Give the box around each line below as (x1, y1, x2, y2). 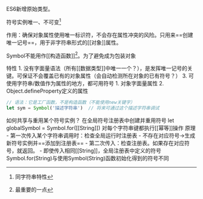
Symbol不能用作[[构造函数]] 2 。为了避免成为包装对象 (6, 51, 137, 59)
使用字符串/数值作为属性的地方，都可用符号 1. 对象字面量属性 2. (6, 80, 164, 87)
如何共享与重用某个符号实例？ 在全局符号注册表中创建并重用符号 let (6, 117, 175, 124)
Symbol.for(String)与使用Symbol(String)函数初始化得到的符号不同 (6, 155, 169, 162)
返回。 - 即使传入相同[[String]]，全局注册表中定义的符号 (22, 147, 161, 154)
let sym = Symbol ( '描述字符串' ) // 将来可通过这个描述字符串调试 (6, 105, 159, 111)
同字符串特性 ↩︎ (14, 173, 53, 180)
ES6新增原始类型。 (6, 5, 54, 12)
